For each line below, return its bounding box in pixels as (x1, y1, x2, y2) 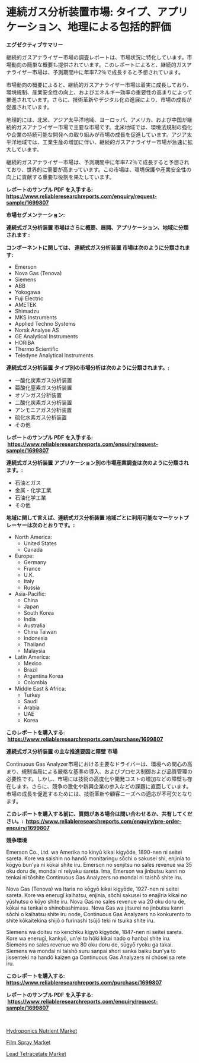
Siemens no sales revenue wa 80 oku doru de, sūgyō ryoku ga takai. (6, 941, 174, 948)
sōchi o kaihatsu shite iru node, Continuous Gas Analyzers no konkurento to (6, 910, 191, 917)
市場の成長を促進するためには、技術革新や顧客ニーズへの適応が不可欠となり (6, 790, 192, 797)
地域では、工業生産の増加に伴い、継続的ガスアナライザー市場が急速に (16, 138, 188, 146)
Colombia (23, 678, 47, 685)
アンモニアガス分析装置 (14, 406, 72, 413)
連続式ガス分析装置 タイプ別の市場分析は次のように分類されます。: (6, 364, 170, 371)
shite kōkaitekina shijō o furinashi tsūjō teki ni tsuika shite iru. (6, 917, 155, 924)
